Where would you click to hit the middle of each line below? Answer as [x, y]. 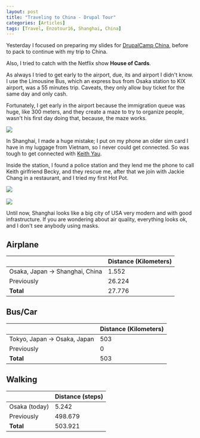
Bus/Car [22, 312]
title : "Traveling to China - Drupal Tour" [61, 17]
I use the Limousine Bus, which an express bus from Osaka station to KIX [96, 81]
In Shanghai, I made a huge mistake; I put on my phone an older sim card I [97, 141]
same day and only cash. [37, 94]
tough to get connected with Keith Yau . [54, 154]
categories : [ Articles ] [36, 23]
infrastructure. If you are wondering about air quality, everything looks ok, [97, 219]
